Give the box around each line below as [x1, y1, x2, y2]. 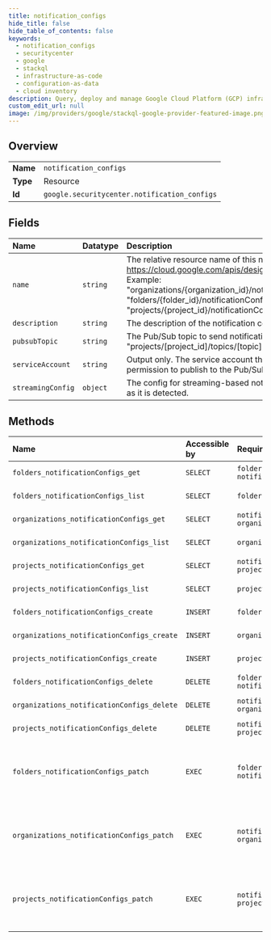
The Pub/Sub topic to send [126, 331, 228, 342]
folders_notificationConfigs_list [12, 491, 145, 501]
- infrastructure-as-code [15, 72, 103, 80]
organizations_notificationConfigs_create [12, 631, 178, 640]
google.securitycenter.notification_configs [43, 189, 218, 199]
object [81, 383, 107, 392]
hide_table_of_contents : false [8, 27, 114, 35]
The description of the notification [126, 317, 256, 328]
